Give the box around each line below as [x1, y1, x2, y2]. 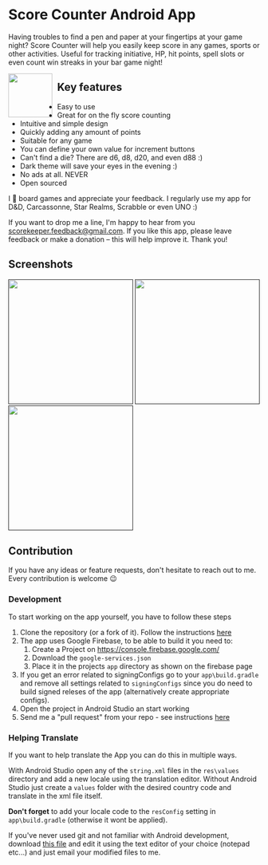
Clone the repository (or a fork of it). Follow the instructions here [19, 627, 232, 637]
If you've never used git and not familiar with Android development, [8, 830, 230, 839]
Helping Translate [8, 732, 79, 743]
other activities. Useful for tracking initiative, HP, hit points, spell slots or [8, 49, 245, 58]
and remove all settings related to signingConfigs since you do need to [19, 678, 253, 688]
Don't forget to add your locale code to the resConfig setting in [8, 806, 216, 816]
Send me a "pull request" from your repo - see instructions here [19, 712, 230, 721]
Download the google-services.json [31, 653, 152, 662]
